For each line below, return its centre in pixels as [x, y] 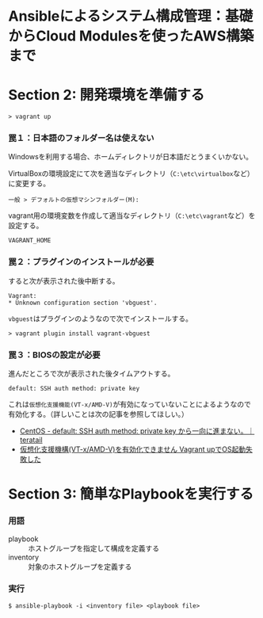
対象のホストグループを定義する [80, 566]
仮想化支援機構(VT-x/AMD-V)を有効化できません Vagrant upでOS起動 [133, 449]
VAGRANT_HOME [30, 241]
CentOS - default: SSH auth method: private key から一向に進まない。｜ [137, 431]
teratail [31, 440]
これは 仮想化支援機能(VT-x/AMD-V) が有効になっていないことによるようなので [130, 404]
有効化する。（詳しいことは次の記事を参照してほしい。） [98, 414]
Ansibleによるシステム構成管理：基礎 [131, 16]
